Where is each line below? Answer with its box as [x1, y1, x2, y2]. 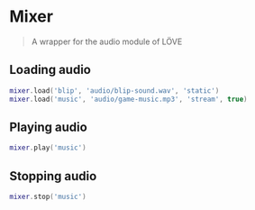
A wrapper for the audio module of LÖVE [31, 36, 183, 47]
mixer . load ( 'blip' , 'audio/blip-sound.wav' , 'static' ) [9, 86, 220, 96]
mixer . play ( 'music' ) [9, 143, 87, 152]
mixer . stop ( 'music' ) [9, 192, 87, 201]
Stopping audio [9, 169, 97, 184]
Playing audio [9, 119, 87, 134]
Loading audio [9, 62, 92, 78]
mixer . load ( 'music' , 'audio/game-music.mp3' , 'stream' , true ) [9, 95, 248, 104]
